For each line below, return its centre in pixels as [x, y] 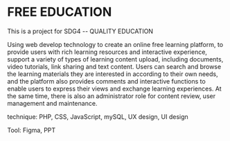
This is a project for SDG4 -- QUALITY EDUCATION [80, 31]
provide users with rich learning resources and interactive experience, [107, 52]
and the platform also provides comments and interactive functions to [106, 81]
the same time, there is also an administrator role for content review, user [112, 96]
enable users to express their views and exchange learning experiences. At [114, 88]
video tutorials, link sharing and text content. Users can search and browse [114, 66]
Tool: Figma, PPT [32, 130]
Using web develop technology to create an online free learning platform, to [115, 44]
